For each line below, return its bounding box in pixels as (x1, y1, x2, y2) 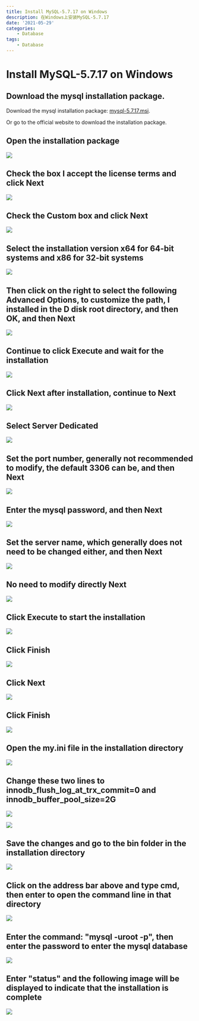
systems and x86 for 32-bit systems (6, 253, 144, 263)
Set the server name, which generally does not (6, 538, 182, 548)
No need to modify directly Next (6, 579, 127, 590)
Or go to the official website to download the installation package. (6, 119, 168, 126)
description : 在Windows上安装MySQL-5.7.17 (6, 14, 109, 20)
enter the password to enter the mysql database (6, 941, 188, 951)
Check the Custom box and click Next (6, 210, 149, 221)
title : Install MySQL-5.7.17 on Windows (6, 8, 108, 15)
